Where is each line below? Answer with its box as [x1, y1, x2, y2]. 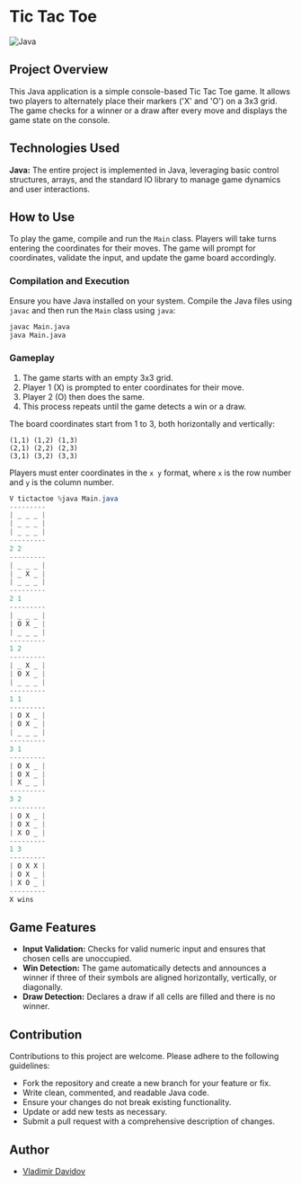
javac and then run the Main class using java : [9, 305, 176, 315]
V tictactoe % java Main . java [9, 494, 119, 503]
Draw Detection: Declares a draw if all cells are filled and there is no [22, 991, 276, 1003]
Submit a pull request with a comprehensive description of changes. [22, 1116, 276, 1127]
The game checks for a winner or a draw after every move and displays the [9, 105, 288, 116]
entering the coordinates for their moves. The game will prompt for [9, 243, 256, 253]
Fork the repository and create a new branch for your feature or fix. [22, 1078, 271, 1089]
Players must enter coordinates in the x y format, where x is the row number [9, 467, 292, 478]
